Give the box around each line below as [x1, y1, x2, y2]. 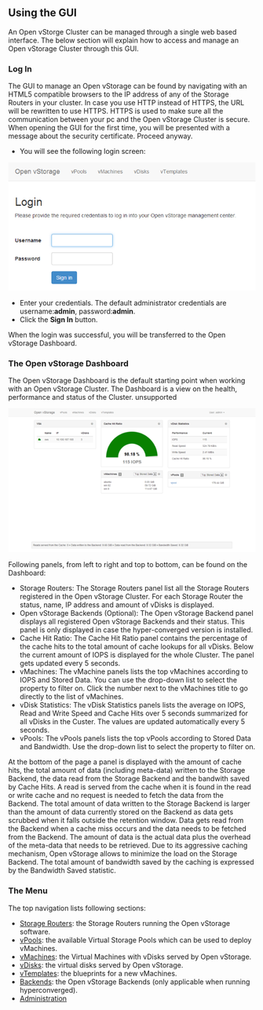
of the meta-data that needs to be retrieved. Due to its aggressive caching [8, 840, 248, 851]
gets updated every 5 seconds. [19, 659, 121, 668]
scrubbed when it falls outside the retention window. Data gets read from [8, 816, 244, 825]
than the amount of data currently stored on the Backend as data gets [8, 807, 234, 817]
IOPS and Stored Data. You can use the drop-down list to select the [19, 675, 238, 685]
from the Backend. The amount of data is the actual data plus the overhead [8, 833, 251, 842]
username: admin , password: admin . [19, 306, 136, 316]
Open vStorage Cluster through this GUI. [8, 43, 139, 53]
